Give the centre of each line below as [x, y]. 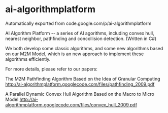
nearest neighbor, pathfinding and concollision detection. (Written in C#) [81, 39]
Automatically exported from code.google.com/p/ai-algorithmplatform [78, 23]
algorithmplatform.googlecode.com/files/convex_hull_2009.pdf [71, 104]
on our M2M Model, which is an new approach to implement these [75, 54]
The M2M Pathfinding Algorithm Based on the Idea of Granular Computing [83, 79]
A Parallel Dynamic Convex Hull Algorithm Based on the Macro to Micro [80, 94]
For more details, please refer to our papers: [52, 69]
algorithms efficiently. [28, 59]
